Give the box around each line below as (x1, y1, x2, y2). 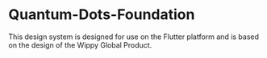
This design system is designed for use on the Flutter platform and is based (8, 32, 260, 41)
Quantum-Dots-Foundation (8, 6, 195, 24)
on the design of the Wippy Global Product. (8, 40, 152, 49)
